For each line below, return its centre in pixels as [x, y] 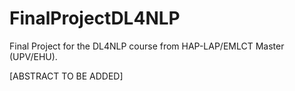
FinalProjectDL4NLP [95, 18]
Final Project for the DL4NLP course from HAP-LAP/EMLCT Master [147, 46]
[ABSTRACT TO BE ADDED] [66, 76]
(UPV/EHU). [33, 56]
